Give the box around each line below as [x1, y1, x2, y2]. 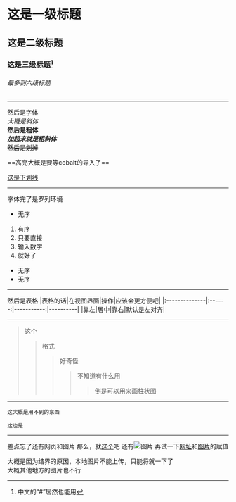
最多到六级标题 [7, 78, 51, 87]
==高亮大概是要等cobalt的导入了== [7, 158, 110, 167]
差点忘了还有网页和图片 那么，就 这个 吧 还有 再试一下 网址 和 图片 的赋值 [7, 442, 229, 451]
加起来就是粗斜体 [7, 134, 57, 143]
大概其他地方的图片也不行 [7, 466, 81, 475]
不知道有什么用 [77, 372, 121, 380]
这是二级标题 [7, 37, 63, 49]
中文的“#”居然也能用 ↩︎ [17, 487, 84, 496]
